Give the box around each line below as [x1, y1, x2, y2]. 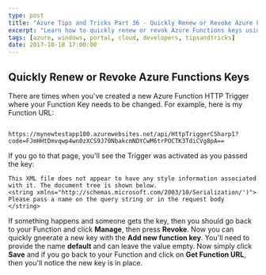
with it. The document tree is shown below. [8, 181, 158, 190]
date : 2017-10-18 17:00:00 [8, 41, 97, 49]
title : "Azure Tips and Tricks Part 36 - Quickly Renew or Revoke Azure [8, 19, 253, 27]
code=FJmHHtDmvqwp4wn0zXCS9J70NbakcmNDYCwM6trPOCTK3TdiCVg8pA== [8, 137, 225, 145]
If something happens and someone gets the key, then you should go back [8, 216, 252, 225]
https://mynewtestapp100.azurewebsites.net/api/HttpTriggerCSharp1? [8, 130, 239, 138]
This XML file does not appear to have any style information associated [8, 175, 257, 183]
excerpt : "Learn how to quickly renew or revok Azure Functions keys [8, 26, 243, 34]
